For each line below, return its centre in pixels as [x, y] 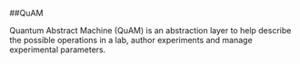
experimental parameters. [58, 50]
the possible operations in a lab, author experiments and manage [131, 40]
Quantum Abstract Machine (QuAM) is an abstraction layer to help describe [150, 30]
